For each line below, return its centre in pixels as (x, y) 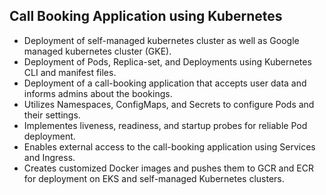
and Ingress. (49, 157)
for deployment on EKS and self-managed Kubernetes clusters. (154, 178)
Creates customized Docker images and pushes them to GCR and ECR (168, 168)
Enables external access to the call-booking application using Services (169, 146)
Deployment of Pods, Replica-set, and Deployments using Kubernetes (167, 61)
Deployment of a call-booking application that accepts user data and (165, 83)
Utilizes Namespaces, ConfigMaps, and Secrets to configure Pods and (169, 104)
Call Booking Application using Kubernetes (146, 16)
